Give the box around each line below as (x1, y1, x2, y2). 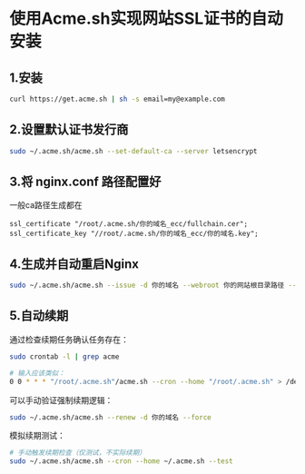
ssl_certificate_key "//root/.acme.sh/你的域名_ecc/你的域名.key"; (9, 229, 259, 239)
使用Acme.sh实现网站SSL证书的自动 (9, 8, 283, 29)
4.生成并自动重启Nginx (9, 256, 139, 272)
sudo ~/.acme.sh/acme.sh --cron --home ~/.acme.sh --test (9, 457, 233, 466)
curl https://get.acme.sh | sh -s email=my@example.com (9, 94, 225, 104)
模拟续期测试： (9, 430, 65, 441)
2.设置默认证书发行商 (9, 122, 129, 137)
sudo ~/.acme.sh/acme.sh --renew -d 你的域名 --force (9, 412, 212, 422)
